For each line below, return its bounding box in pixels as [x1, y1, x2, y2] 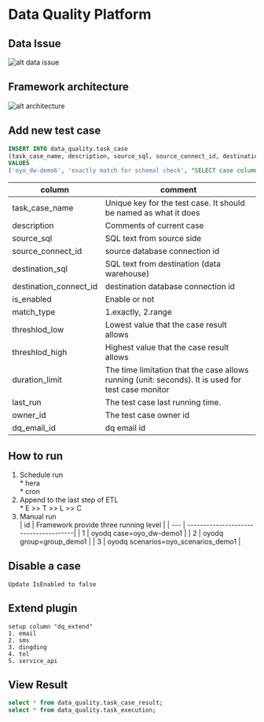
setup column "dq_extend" [8, 622, 93, 630]
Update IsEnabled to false [8, 580, 97, 588]
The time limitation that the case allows [104, 365, 249, 376]
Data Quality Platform [8, 5, 152, 24]
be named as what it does [104, 207, 200, 218]
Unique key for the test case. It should [104, 198, 245, 209]
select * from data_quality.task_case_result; [8, 699, 163, 707]
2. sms [8, 636, 30, 644]
